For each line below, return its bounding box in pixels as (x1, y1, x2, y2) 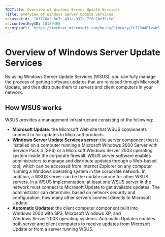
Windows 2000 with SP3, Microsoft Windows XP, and (12, 210, 121, 216)
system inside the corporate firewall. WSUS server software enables (12, 153, 151, 158)
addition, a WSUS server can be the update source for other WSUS (12, 173, 149, 179)
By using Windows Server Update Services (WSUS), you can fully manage (5, 74, 156, 79)
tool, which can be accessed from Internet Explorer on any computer (12, 163, 152, 169)
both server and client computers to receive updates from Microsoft (12, 221, 150, 227)
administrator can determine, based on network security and (12, 189, 135, 195)
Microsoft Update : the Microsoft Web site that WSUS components (12, 126, 147, 132)
